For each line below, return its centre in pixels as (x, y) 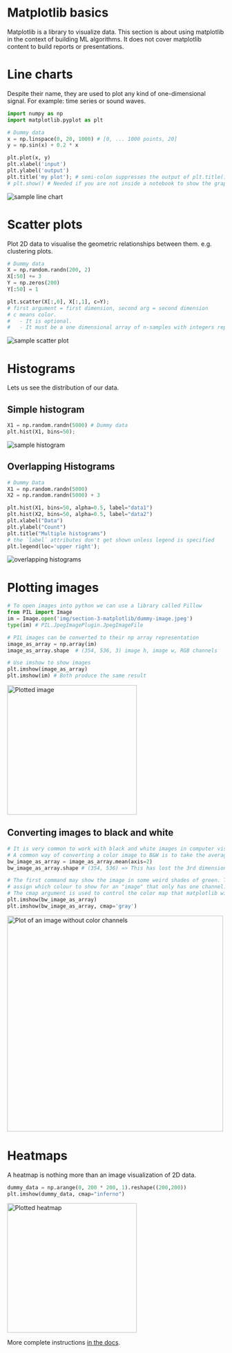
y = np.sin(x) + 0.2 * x (43, 145)
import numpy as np (35, 113)
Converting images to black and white (90, 833)
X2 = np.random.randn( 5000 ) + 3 (54, 495)
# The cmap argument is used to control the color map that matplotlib (112, 893)
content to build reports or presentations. (66, 46)
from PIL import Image (40, 613)
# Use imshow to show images (49, 663)
